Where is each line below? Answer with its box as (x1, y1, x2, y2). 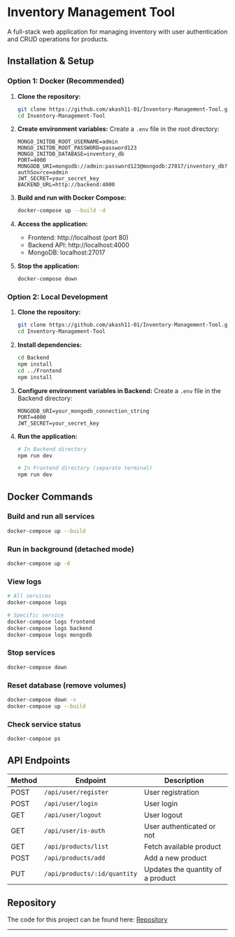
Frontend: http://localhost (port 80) (27, 233, 129, 242)
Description (164, 775, 204, 785)
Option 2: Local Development (7, 292, 108, 302)
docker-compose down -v (7, 696, 77, 703)
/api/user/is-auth (44, 826, 106, 835)
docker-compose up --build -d (17, 207, 106, 214)
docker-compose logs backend (7, 624, 92, 631)
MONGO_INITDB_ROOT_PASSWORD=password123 (17, 144, 137, 151)
